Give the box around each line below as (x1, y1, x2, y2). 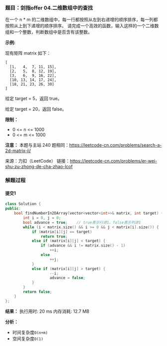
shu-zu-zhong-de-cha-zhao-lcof (5, 164, 73, 170)
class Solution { (5, 201, 41, 207)
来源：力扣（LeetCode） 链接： (5, 158, 71, 164)
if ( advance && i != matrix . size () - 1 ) (40, 243, 126, 248)
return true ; (40, 234, 68, 239)
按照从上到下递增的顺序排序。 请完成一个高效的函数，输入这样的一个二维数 (5, 23, 159, 29)
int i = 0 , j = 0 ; (23, 215, 61, 221)
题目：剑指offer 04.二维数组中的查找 (5, 4, 93, 11)
